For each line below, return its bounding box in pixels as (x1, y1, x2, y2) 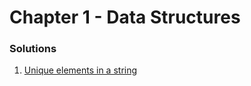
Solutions (9, 42, 57, 56)
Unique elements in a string (23, 64, 138, 76)
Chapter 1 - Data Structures (9, 6, 241, 29)
